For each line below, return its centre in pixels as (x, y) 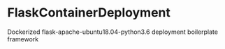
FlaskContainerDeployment (89, 13)
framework (23, 39)
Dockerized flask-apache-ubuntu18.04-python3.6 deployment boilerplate (113, 32)
